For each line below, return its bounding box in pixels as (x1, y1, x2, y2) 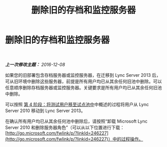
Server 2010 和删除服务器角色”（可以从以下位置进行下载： (5, 124, 125, 130)
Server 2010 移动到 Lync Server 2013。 (5, 108, 85, 114)
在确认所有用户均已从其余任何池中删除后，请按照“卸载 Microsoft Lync (5, 118, 148, 124)
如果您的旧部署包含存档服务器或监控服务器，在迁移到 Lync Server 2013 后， (5, 72, 161, 78)
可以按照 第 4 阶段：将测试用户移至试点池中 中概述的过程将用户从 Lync (5, 101, 149, 107)
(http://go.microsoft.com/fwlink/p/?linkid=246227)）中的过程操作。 (5, 136, 143, 142)
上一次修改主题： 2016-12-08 (5, 61, 66, 67)
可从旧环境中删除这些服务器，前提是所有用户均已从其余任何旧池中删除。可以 (5, 78, 162, 84)
